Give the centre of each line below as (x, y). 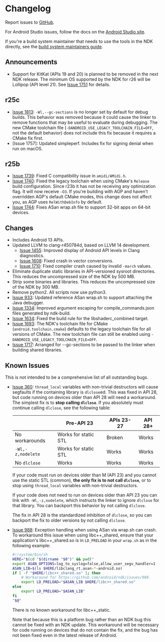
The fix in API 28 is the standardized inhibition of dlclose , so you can (82, 515)
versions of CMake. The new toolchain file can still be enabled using (81, 334)
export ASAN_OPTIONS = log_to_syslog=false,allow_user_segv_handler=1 (84, 564)
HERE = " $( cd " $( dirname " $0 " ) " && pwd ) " (53, 559)
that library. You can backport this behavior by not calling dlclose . (79, 505)
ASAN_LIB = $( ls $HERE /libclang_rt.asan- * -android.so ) (67, 568)
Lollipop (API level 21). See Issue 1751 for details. (61, 84)
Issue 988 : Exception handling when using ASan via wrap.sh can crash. (84, 530)
